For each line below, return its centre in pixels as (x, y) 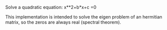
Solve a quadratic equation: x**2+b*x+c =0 (51, 7)
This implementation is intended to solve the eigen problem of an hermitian (84, 17)
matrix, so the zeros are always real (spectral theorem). (63, 22)
